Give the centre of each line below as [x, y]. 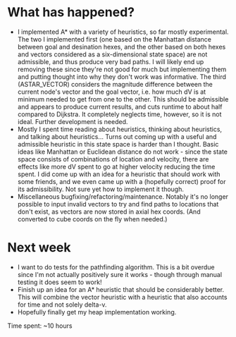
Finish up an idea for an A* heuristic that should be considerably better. [121, 289]
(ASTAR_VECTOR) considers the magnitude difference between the [115, 84]
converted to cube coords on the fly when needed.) [92, 219]
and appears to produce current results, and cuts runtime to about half [120, 106]
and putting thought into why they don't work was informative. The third [122, 76]
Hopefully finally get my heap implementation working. [97, 312]
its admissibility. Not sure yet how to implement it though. [101, 189]
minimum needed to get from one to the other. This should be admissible [123, 99]
